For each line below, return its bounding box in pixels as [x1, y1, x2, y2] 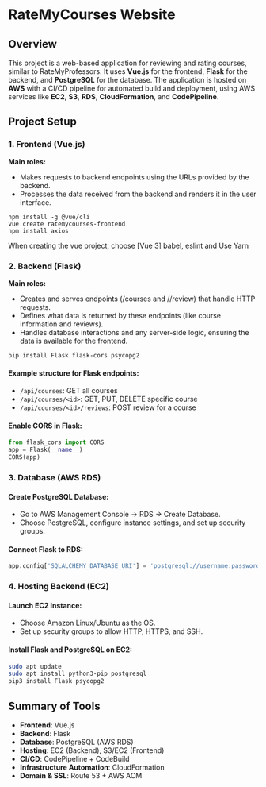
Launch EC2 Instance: [8, 600, 82, 610]
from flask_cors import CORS [8, 438, 104, 446]
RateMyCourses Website [8, 6, 176, 24]
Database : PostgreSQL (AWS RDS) [19, 737, 134, 746]
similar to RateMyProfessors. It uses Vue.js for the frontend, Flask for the [8, 67, 248, 76]
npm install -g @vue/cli [8, 213, 90, 221]
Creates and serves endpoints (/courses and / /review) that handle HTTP [19, 294, 256, 303]
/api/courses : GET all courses [19, 386, 118, 395]
